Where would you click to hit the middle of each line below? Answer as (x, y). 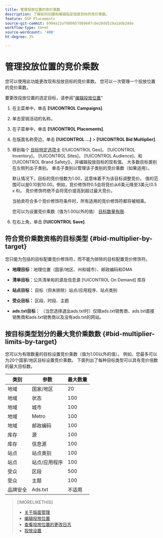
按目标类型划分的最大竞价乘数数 (53, 334)
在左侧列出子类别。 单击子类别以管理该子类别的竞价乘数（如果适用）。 (82, 168)
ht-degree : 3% (19, 37)
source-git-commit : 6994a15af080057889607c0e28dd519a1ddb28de (69, 23)
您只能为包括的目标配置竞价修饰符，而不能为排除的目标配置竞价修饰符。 (77, 259)
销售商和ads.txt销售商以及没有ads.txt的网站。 (58, 317)
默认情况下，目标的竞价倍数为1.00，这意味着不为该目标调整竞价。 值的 (83, 178)
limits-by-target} (31, 342)
